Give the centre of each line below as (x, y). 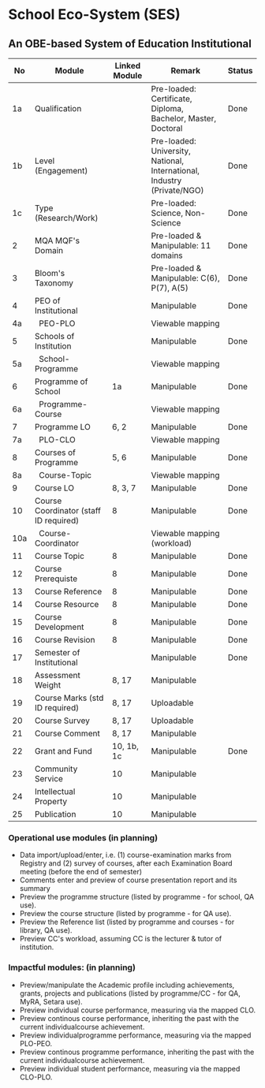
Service (49, 779)
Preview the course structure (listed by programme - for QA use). (125, 914)
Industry (166, 181)
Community (56, 769)
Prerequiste (56, 579)
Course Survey (62, 721)
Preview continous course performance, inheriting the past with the (129, 1018)
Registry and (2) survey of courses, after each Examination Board (126, 863)
